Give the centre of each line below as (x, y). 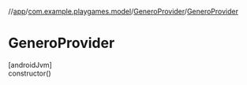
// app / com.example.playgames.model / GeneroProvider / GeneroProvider (123, 11)
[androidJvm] (30, 65)
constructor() (30, 73)
